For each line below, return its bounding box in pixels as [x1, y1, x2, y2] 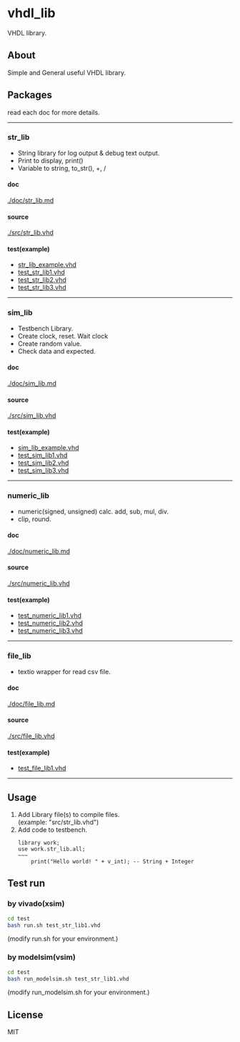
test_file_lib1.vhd [17, 764, 66, 773]
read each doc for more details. [7, 108, 100, 116]
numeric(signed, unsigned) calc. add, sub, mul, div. [17, 507, 169, 516]
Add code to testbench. [17, 826, 88, 833]
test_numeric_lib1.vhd [17, 611, 82, 620]
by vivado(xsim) [7, 898, 65, 908]
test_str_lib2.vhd [17, 276, 66, 284]
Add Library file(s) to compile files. [17, 811, 120, 818]
